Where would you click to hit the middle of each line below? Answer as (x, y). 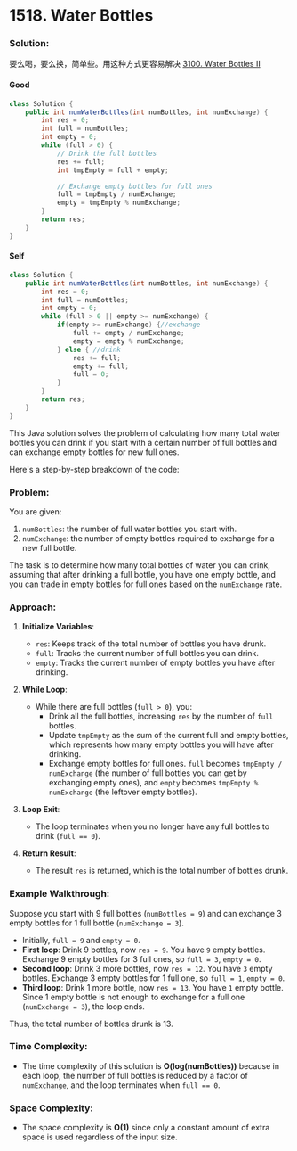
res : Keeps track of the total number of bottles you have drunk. (151, 644)
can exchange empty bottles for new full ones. (94, 452)
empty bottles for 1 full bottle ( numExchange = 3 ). (97, 923)
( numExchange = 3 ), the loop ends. (83, 1006)
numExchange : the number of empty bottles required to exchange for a (148, 538)
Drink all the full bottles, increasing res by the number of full (161, 716)
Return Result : (49, 853)
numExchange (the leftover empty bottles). (123, 792)
